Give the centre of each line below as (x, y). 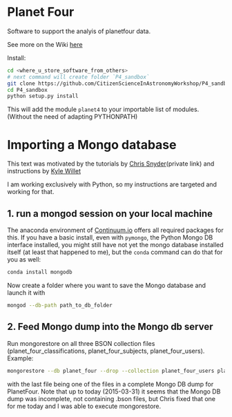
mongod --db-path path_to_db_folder (60, 305)
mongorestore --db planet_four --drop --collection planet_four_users (111, 371)
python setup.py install (43, 96)
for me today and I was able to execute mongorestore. (84, 406)
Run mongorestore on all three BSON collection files (81, 343)
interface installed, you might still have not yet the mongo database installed (116, 245)
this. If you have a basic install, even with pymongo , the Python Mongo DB (110, 237)
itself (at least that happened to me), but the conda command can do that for (115, 252)
